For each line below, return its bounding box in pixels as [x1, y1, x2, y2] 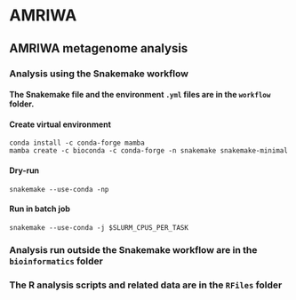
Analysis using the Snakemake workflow [9, 67, 189, 80]
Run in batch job [9, 203, 71, 214]
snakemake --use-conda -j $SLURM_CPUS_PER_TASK [9, 223, 189, 232]
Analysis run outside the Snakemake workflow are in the [9, 243, 258, 256]
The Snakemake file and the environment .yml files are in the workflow [9, 90, 271, 100]
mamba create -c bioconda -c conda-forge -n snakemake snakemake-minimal [9, 146, 289, 155]
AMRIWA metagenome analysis [9, 41, 188, 56]
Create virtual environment [9, 119, 111, 130]
